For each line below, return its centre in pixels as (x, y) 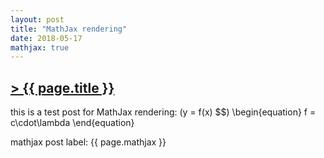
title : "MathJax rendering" (69, 29)
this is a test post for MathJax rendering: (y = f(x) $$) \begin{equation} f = (163, 112)
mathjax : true (40, 47)
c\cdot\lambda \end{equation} (72, 123)
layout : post (37, 19)
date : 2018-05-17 (46, 38)
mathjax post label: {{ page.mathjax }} (88, 142)
